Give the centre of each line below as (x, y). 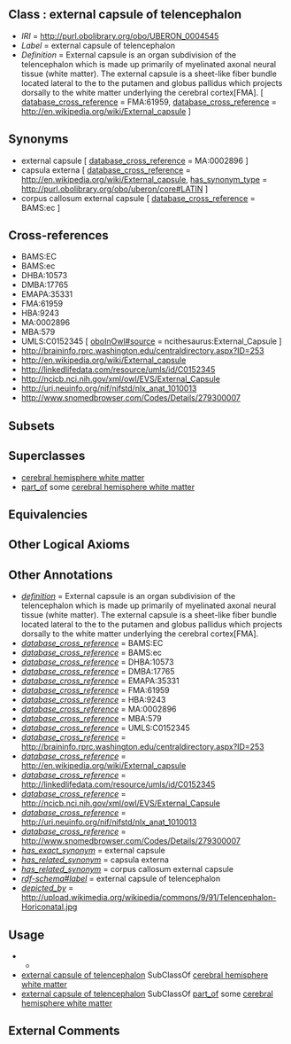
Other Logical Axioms (69, 545)
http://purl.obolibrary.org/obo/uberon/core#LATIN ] (115, 189)
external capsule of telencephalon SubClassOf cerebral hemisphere (145, 975)
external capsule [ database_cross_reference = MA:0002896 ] (134, 160)
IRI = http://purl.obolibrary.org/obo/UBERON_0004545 (120, 35)
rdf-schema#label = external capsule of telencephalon (121, 879)
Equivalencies (48, 514)
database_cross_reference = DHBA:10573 (97, 662)
